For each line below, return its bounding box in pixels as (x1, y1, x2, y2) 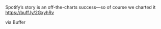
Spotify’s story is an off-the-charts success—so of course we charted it (5, 4, 156, 10)
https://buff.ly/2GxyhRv (5, 9, 55, 15)
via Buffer (5, 19, 26, 25)
